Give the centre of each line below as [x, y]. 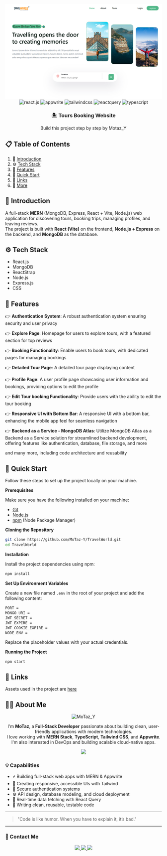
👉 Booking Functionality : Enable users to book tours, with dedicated [77, 351]
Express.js [23, 283]
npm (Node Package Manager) [44, 520]
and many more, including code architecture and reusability [66, 453]
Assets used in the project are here [41, 689]
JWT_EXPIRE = [19, 623]
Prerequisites [19, 490]
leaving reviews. [22, 223]
